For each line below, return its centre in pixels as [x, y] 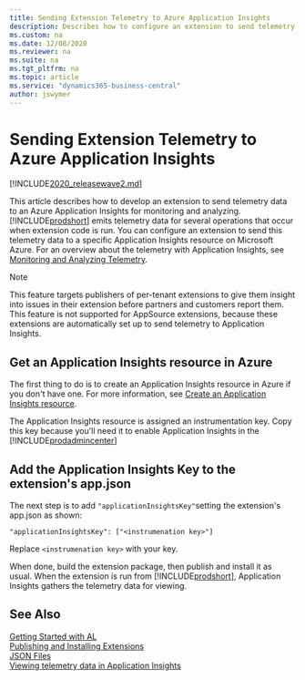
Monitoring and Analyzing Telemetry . [79, 260]
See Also [35, 615]
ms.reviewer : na [40, 52]
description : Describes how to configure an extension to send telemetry [152, 26]
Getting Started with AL [53, 636]
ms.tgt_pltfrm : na [44, 69]
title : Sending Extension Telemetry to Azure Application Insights [140, 18]
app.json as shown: [46, 515]
